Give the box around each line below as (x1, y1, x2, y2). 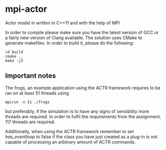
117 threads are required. (5, 119, 55, 125)
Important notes (5, 72, 56, 80)
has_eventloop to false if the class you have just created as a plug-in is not (5, 134, 158, 140)
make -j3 (5, 58, 23, 63)
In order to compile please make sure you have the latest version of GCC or (5, 29, 159, 35)
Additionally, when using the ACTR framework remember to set (5, 128, 134, 134)
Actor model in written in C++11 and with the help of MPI (5, 20, 120, 26)
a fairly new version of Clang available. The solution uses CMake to (5, 35, 143, 41)
